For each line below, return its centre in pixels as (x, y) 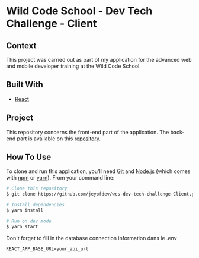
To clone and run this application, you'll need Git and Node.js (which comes (98, 171)
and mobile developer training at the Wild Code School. (73, 66)
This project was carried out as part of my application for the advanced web (99, 60)
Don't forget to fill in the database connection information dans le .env (92, 238)
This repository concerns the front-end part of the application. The (88, 132)
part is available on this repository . (59, 139)
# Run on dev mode (29, 221)
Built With (25, 85)
